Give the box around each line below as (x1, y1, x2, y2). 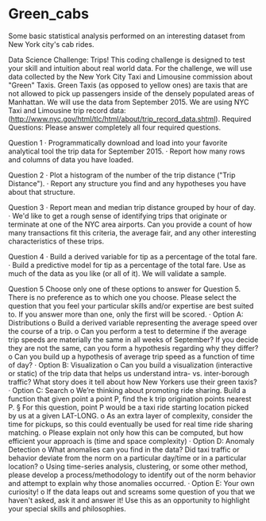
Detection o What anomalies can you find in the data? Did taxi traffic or (8, 445, 240, 454)
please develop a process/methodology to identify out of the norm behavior (8, 470, 256, 480)
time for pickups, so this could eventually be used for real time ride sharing (8, 419, 253, 429)
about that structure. (8, 187, 75, 196)
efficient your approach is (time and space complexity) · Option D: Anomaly (8, 436, 255, 445)
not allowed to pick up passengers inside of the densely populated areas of (8, 88, 255, 98)
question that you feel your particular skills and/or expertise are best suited (8, 301, 254, 310)
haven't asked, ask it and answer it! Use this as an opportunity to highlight (8, 495, 250, 505)
